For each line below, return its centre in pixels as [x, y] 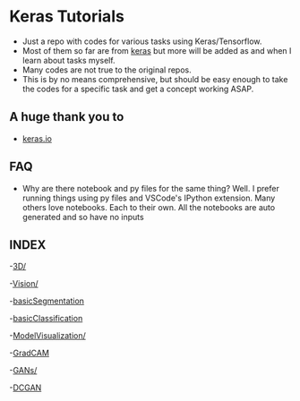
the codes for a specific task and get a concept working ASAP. [138, 89]
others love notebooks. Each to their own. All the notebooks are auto [149, 207]
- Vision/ [24, 284]
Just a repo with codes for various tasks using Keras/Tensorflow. [142, 41]
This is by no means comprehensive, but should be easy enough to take [155, 79]
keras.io [37, 138]
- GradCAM [29, 353]
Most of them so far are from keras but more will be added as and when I [157, 50]
